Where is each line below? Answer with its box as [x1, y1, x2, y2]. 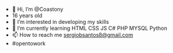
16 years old [11, 12, 42, 19]
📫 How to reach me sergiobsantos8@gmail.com [11, 32, 133, 38]
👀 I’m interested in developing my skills [11, 18, 109, 25]
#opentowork [11, 40, 46, 47]
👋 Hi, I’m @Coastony [11, 6, 64, 13]
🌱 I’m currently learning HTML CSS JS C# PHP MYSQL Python [11, 24, 168, 32]
